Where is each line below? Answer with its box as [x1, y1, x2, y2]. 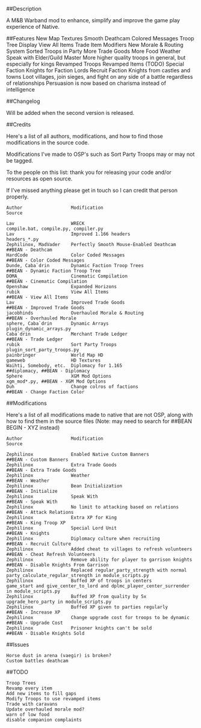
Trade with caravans [6, 701, 58, 707]
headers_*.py [6, 236, 39, 242]
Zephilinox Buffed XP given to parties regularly [6, 604, 169, 610]
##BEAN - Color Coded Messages [6, 258, 85, 264]
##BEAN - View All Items [6, 294, 69, 300]
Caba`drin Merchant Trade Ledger [6, 331, 128, 337]
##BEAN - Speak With [6, 499, 58, 505]
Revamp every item [6, 685, 52, 691]
